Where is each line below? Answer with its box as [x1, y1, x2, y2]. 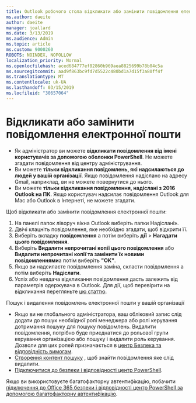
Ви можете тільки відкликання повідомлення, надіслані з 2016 [14, 184, 176, 191]
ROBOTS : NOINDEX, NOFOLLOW [6, 52, 72, 58]
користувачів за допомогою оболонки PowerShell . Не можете [14, 153, 173, 160]
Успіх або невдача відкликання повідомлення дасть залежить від [14, 275, 178, 283]
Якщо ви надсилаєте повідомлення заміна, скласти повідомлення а [14, 263, 184, 270]
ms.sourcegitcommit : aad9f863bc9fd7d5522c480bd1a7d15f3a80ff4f [6, 68, 163, 74]
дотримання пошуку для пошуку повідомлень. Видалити [14, 323, 156, 330]
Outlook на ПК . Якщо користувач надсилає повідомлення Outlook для [14, 191, 190, 198]
